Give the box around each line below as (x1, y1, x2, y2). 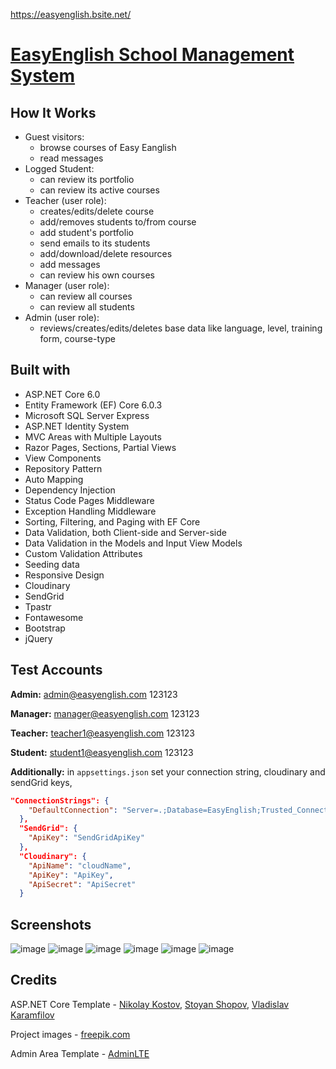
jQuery (24, 632, 53, 644)
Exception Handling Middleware (24, 505, 157, 517)
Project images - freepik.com (10, 1028, 131, 1040)
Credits (10, 972, 58, 989)
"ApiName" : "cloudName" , (28, 860, 132, 871)
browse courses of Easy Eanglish (39, 142, 177, 153)
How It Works (10, 104, 97, 121)
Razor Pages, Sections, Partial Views (24, 441, 177, 453)
